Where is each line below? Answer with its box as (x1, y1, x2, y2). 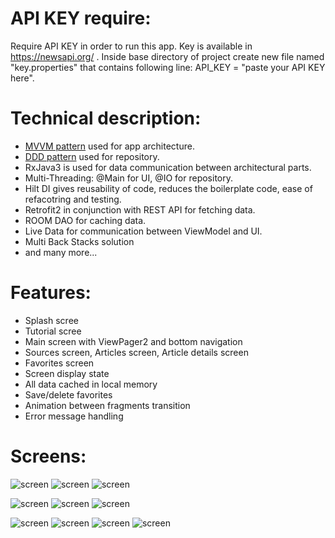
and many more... (24, 246, 98, 258)
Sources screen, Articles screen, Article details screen (24, 346, 249, 358)
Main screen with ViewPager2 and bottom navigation (24, 335, 243, 347)
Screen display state (24, 367, 110, 379)
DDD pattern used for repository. (24, 150, 160, 162)
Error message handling (24, 410, 124, 422)
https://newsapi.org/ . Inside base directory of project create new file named (10, 50, 325, 62)
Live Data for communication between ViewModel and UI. (24, 225, 263, 237)
